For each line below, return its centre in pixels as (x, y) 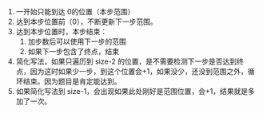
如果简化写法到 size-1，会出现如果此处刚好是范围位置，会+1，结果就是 (132, 91)
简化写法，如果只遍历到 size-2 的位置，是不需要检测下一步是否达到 (126, 61)
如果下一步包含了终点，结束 (74, 51)
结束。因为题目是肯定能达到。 (72, 81)
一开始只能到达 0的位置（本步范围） (75, 12)
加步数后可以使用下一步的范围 (77, 41)
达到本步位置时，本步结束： (62, 31)
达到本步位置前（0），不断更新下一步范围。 (86, 21)
